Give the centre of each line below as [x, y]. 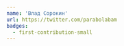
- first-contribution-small [53, 32]
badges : [17, 26]
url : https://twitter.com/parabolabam [62, 20]
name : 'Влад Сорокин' [37, 13]
